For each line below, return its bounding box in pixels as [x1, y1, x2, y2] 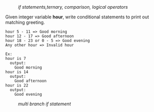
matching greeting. [5, 19, 45, 25]
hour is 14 [5, 70, 29, 75]
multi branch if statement [18, 101, 71, 107]
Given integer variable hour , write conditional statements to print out [5, 14, 149, 20]
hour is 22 [5, 83, 29, 88]
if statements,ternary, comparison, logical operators [18, 4, 129, 10]
